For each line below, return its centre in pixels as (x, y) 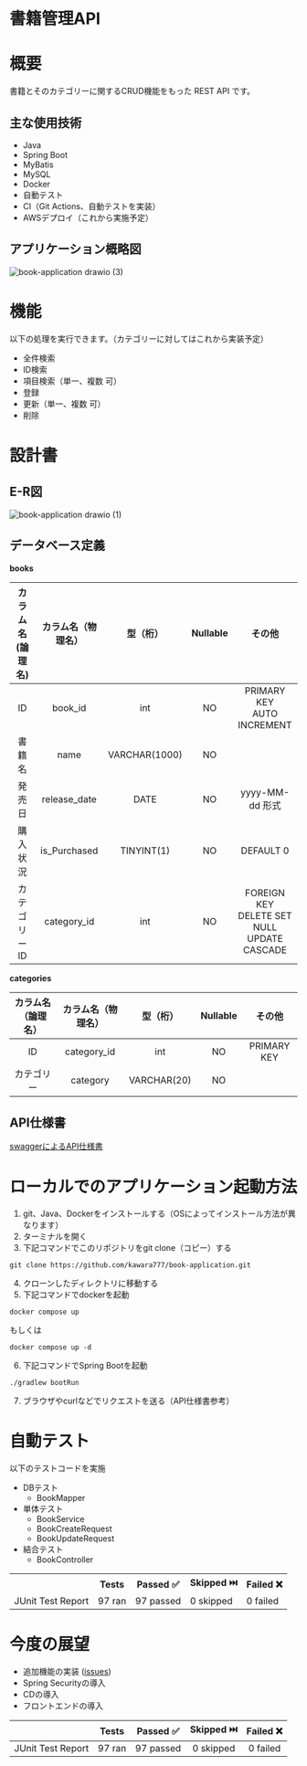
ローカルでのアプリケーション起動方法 (153, 1186)
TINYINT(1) (145, 851)
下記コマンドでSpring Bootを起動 (85, 1366)
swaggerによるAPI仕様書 (56, 1147)
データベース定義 (57, 546)
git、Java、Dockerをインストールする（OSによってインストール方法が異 (159, 1214)
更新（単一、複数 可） (64, 404)
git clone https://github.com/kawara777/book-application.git (130, 1265)
